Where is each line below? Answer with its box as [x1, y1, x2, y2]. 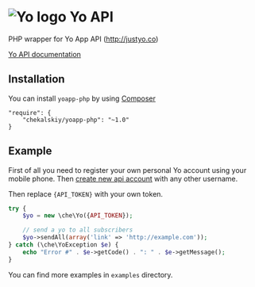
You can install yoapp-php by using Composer [8, 94, 156, 103]
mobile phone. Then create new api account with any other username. [8, 174, 238, 183]
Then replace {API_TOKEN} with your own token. [8, 189, 164, 198]
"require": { [8, 109, 52, 117]
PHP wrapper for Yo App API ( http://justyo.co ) [8, 34, 159, 44]
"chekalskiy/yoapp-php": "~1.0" [22, 116, 129, 124]
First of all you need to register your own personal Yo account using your [8, 165, 247, 174]
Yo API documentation [8, 49, 82, 59]
